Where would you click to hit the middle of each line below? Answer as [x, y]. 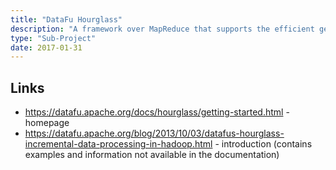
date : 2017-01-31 [46, 47]
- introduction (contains [263, 144]
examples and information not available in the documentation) [152, 155]
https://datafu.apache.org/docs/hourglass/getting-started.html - [157, 112]
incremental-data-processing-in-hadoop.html [118, 144]
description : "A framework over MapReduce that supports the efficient [162, 29]
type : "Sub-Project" [53, 38]
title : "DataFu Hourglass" [66, 19]
